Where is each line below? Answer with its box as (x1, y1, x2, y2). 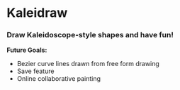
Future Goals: (6, 46, 47, 54)
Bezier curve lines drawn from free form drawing (16, 60, 160, 68)
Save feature (16, 67, 55, 75)
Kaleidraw (6, 5, 68, 21)
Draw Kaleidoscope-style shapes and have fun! (6, 30, 174, 40)
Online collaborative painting (16, 75, 101, 83)
